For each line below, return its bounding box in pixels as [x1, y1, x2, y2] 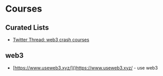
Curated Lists [5, 23, 49, 32]
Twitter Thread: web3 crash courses [12, 36, 89, 43]
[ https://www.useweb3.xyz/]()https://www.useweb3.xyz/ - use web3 [12, 64, 158, 71]
